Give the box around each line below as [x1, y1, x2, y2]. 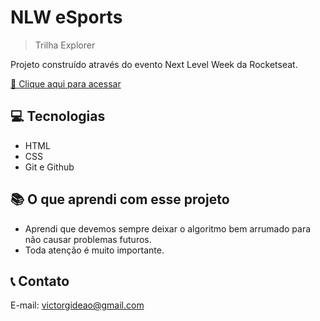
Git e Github [24, 161, 75, 173]
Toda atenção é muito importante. [24, 244, 165, 256]
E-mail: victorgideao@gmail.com [10, 299, 145, 311]
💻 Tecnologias [10, 108, 106, 125]
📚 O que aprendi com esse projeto [10, 191, 230, 208]
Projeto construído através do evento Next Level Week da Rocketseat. [10, 58, 298, 70]
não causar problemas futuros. [24, 233, 152, 245]
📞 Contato [10, 272, 70, 290]
